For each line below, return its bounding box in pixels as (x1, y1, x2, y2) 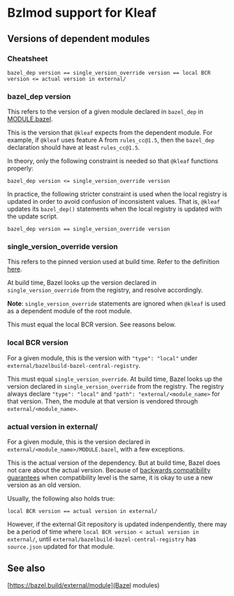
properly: (7, 164, 34, 172)
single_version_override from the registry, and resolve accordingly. (7, 286, 203, 295)
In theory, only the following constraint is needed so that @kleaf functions (7, 157, 219, 165)
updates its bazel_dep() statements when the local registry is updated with (7, 204, 222, 214)
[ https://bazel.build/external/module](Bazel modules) (7, 581, 160, 589)
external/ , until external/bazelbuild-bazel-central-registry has (7, 535, 197, 544)
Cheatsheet (7, 54, 48, 64)
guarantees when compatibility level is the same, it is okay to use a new (7, 473, 213, 482)
